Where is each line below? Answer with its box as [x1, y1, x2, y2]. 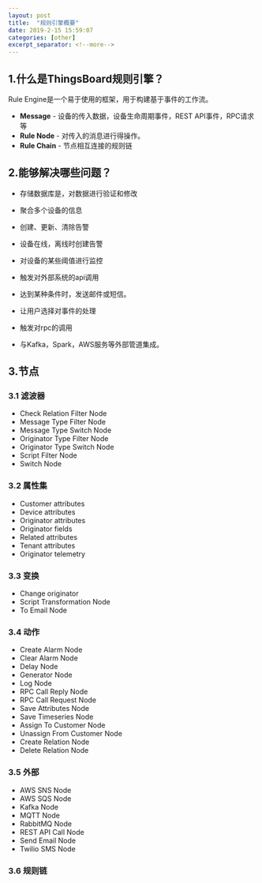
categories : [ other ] [8, 33, 77, 42]
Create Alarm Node [19, 645, 83, 655]
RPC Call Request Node [19, 695, 97, 705]
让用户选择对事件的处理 [19, 305, 96, 316]
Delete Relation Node [19, 746, 89, 755]
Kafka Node [19, 802, 59, 811]
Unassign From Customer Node [19, 729, 122, 739]
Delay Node [19, 662, 58, 672]
